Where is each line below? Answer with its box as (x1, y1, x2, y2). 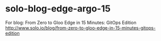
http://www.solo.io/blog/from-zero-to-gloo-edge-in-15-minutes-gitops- (5, 24, 156, 30)
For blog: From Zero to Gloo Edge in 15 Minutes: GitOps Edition (5, 19, 137, 25)
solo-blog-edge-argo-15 (5, 3, 111, 14)
